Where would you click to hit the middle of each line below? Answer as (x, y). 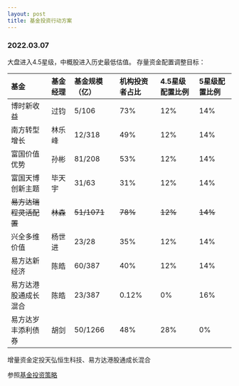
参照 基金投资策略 (32, 375)
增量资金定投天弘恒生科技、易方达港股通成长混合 (79, 360)
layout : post (27, 14)
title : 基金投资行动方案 (40, 21)
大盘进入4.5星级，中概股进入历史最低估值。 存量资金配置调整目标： (106, 62)
